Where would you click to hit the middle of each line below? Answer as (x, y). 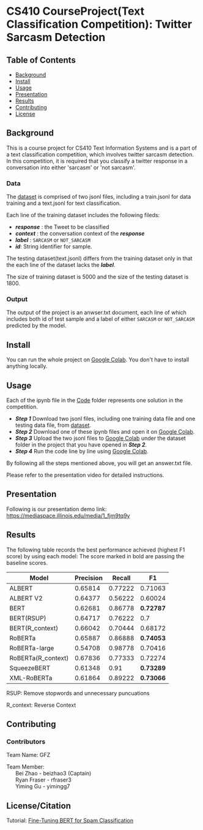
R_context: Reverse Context (41, 705)
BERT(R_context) (34, 628)
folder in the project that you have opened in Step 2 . (81, 445)
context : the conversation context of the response (80, 234)
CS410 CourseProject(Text (76, 11)
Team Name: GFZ (28, 755)
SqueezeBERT (30, 668)
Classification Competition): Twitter (99, 24)
